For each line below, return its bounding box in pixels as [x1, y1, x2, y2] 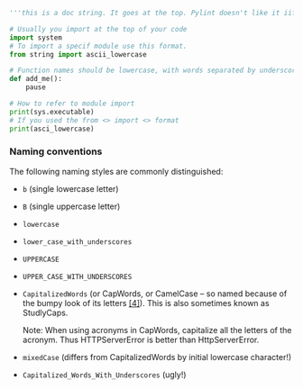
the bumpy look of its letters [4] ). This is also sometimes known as [22, 297, 270, 308]
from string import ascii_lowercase [9, 50, 147, 59]
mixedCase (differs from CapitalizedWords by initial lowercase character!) [22, 351, 292, 362]
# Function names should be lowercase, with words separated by [9, 66, 256, 76]
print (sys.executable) [9, 107, 95, 116]
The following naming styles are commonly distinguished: [9, 166, 224, 176]
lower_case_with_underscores [22, 237, 133, 247]
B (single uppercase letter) [22, 201, 121, 212]
